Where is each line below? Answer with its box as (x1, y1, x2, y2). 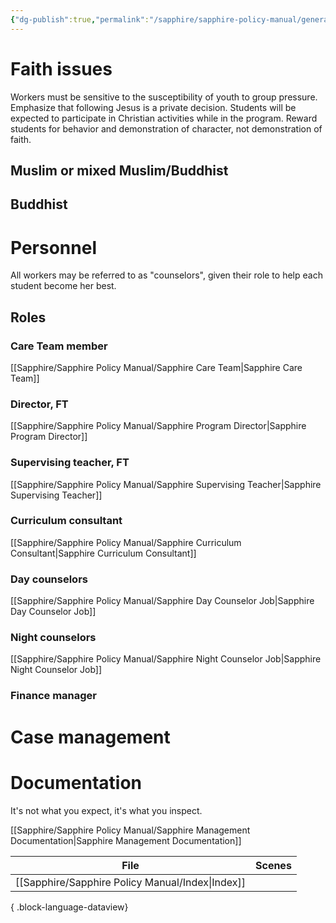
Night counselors (10, 631, 97, 645)
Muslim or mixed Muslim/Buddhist (10, 162, 229, 179)
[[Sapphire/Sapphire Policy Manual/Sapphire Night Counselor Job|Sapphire (10, 653, 322, 665)
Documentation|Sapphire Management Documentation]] (10, 834, 242, 846)
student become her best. (10, 280, 117, 292)
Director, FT (10, 397, 69, 411)
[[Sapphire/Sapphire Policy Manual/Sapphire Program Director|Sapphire (10, 420, 307, 432)
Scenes (254, 858, 292, 872)
